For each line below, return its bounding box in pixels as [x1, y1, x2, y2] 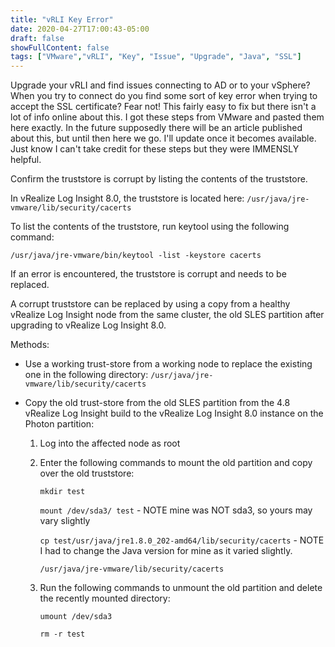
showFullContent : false [10, 42, 110, 53]
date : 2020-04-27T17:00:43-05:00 [10, 24, 150, 34]
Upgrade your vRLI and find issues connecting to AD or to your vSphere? [10, 79, 311, 91]
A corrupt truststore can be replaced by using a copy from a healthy [10, 298, 291, 310]
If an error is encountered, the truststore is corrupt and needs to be [10, 268, 287, 280]
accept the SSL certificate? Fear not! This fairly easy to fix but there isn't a [10, 101, 317, 113]
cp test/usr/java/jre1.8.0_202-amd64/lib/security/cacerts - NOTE [39, 534, 325, 546]
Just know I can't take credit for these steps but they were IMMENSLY [10, 143, 300, 155]
